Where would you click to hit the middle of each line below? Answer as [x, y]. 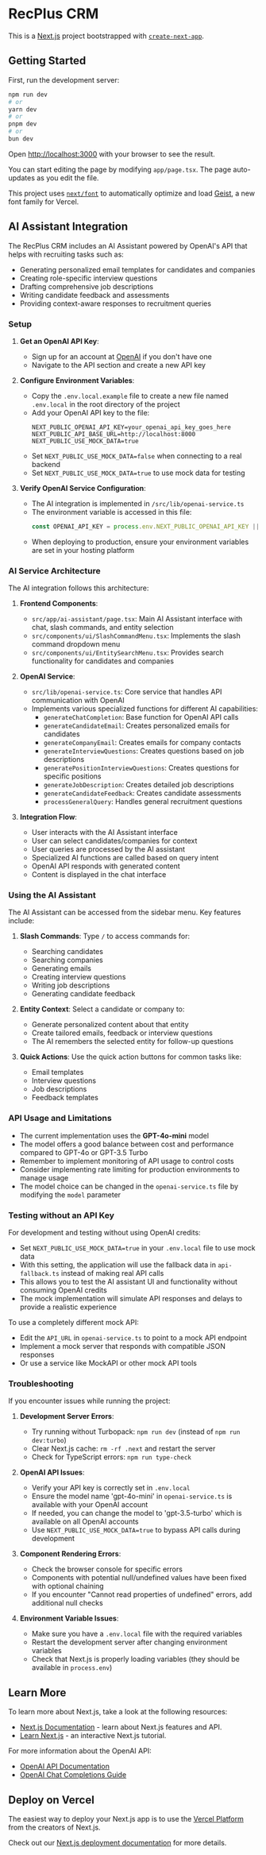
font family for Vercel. [44, 201]
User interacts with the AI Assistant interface [105, 833]
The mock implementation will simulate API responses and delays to [131, 1299]
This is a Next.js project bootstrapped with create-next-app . [106, 36]
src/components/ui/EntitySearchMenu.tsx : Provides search [127, 653]
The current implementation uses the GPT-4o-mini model [114, 1135]
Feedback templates [65, 1098]
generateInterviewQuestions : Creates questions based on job [144, 751]
